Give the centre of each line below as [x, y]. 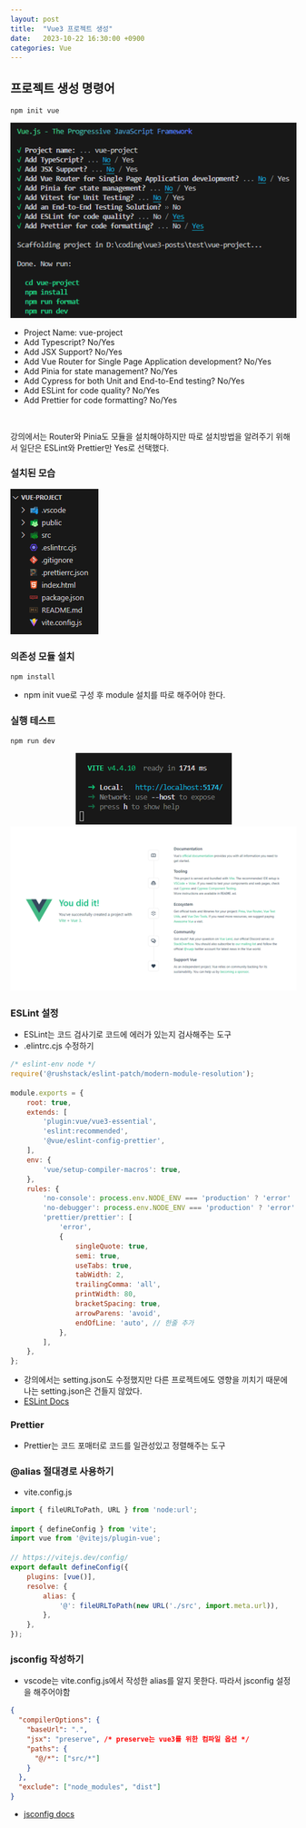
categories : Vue [41, 48]
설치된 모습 [33, 473]
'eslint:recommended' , [86, 1131]
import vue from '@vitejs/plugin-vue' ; [86, 1539]
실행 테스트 [33, 720]
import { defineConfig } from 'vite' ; [84, 1529]
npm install [33, 677]
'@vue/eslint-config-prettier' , [104, 1141]
